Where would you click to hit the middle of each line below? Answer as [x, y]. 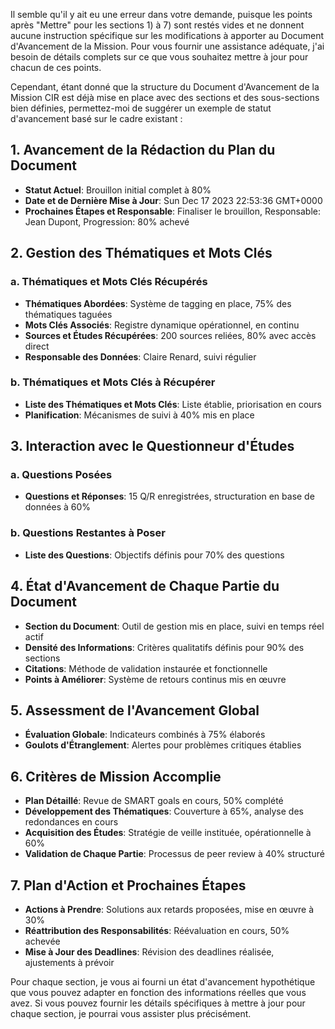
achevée [42, 941]
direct [37, 346]
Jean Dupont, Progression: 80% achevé [107, 221]
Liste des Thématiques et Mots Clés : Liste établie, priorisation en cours [173, 404]
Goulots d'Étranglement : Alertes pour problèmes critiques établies [163, 745]
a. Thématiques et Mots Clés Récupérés [109, 282]
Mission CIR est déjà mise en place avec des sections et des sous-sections [165, 97]
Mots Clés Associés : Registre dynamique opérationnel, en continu [162, 325]
